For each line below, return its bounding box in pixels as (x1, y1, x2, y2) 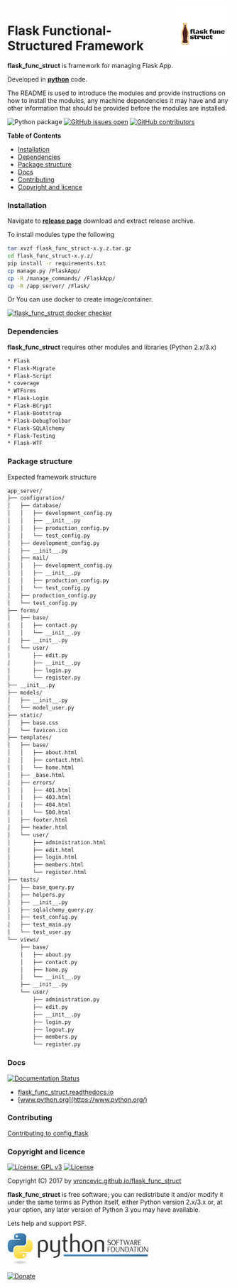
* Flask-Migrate (7, 365, 55, 372)
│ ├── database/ (7, 502, 62, 509)
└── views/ (7, 937, 40, 944)
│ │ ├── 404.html (7, 802, 72, 809)
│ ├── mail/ (7, 555, 50, 562)
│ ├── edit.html (7, 846, 75, 854)
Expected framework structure (7, 473, 97, 481)
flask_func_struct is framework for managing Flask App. (7, 61, 174, 70)
